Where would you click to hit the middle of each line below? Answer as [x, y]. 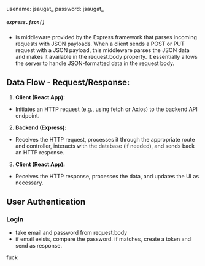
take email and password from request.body [71, 233]
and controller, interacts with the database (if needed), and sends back [105, 146]
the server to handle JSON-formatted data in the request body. [95, 63]
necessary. [29, 183]
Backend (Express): [41, 127]
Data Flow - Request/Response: [68, 82]
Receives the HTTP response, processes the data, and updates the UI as [107, 176]
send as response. [39, 246]
